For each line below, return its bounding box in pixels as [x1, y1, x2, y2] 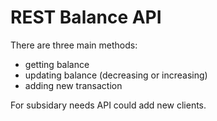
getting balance [24, 58, 90, 70]
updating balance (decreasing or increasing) [24, 69, 208, 81]
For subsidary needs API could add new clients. [10, 99, 207, 111]
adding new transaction [24, 79, 123, 91]
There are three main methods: [10, 39, 138, 51]
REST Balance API [10, 6, 162, 29]
